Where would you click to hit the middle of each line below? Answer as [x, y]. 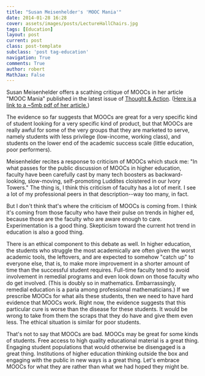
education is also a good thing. [45, 232]
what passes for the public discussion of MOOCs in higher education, [94, 168]
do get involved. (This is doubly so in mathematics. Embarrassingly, [91, 283]
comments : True [26, 63]
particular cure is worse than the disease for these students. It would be [97, 309]
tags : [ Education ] [30, 29]
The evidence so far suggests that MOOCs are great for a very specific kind [102, 117]
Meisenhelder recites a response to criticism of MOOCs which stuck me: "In [102, 162]
